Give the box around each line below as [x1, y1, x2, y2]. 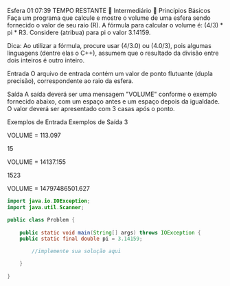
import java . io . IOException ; [7, 198, 91, 204]
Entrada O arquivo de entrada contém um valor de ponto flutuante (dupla [7, 69, 213, 78]
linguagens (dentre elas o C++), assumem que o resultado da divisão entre [7, 49, 219, 57]
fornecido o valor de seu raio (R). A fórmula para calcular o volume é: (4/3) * [7, 21, 223, 29]
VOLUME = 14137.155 [7, 158, 67, 166]
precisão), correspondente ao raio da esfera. [7, 77, 134, 85]
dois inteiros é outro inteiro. [7, 56, 84, 64]
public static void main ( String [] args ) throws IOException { [19, 229, 201, 236]
